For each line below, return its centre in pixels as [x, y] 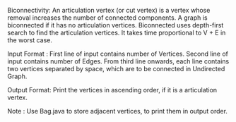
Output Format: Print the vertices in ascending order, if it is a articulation [112, 90]
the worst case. [30, 40]
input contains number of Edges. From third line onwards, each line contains [118, 61]
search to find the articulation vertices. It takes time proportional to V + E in [117, 32]
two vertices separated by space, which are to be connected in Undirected [116, 69]
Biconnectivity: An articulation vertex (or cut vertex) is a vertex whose [109, 10]
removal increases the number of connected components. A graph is [107, 18]
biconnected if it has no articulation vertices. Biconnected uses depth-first [116, 25]
